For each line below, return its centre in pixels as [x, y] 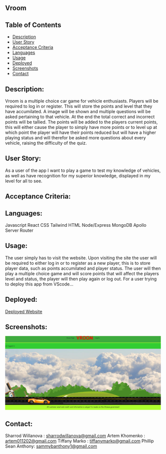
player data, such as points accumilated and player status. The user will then [83, 268]
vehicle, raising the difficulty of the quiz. [46, 143]
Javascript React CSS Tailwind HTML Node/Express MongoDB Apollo [76, 225]
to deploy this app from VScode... [39, 284]
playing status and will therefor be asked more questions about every [76, 138]
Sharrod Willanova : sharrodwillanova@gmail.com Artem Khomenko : [75, 435]
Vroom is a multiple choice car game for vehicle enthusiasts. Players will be [82, 101]
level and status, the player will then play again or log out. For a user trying [81, 279]
